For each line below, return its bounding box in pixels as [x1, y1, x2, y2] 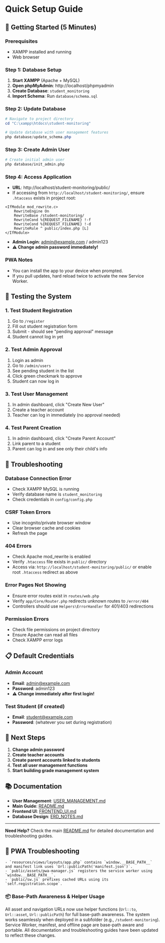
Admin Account [5, 669, 43, 676]
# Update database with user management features [5, 130, 109, 135]
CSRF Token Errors [5, 508, 51, 515]
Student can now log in [12, 378, 59, 384]
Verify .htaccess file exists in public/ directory [12, 559, 107, 565]
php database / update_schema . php [5, 135, 71, 139]
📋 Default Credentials [5, 652, 75, 660]
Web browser [12, 54, 40, 60]
